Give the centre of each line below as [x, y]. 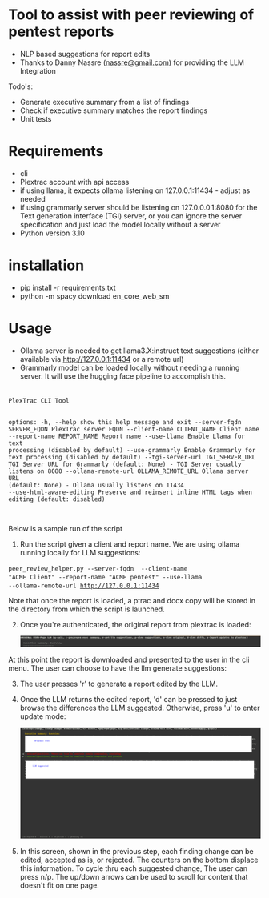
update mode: [43, 716]
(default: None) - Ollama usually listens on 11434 [96, 485]
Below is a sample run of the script [65, 528]
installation [46, 265]
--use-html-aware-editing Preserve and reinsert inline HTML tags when [130, 492]
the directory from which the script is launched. [87, 609]
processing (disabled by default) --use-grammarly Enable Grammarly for [132, 450]
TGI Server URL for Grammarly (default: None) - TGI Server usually [125, 464]
